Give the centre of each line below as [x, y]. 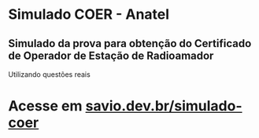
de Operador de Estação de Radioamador [111, 55]
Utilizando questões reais [49, 74]
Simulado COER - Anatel [89, 15]
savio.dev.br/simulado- [164, 106]
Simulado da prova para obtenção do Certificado [130, 44]
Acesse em [45, 106]
